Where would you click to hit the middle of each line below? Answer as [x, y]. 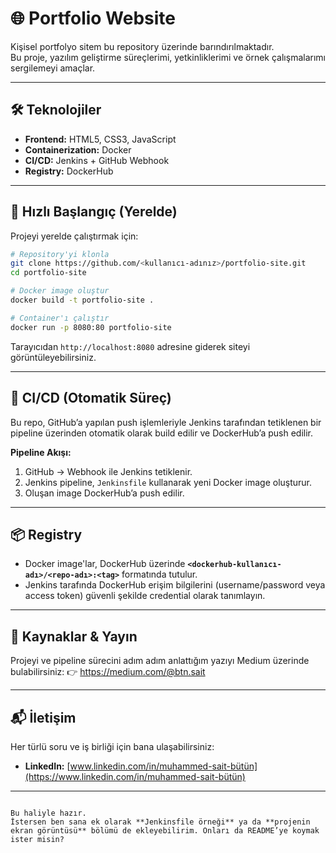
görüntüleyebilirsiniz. [53, 357]
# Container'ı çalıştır [60, 318]
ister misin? [37, 839]
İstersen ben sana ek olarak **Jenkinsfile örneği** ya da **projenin [160, 822]
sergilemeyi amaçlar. [53, 68]
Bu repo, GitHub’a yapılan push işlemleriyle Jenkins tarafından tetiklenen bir [166, 422]
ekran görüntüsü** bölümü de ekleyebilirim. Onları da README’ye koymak [165, 830]
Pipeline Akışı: [41, 452]
